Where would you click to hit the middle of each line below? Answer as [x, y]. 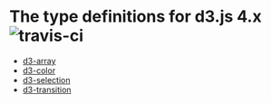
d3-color [39, 70]
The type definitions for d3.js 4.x [135, 17]
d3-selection [46, 80]
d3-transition [47, 89]
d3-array [39, 61]
